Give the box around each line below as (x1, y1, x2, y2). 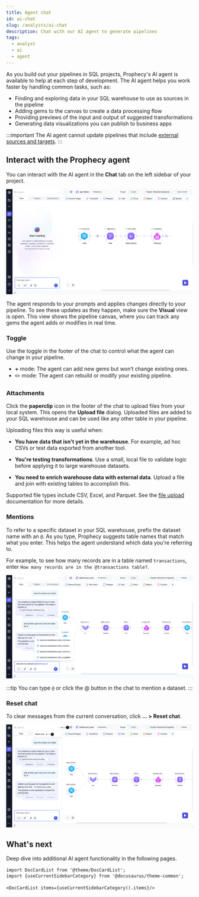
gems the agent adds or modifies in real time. (6, 319, 117, 326)
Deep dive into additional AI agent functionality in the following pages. (6, 855, 177, 862)
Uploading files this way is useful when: (6, 427, 104, 434)
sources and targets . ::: (6, 137, 63, 145)
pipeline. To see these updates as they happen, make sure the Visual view (6, 306, 188, 313)
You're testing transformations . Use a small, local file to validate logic (14, 456, 187, 463)
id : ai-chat (6, 15, 36, 22)
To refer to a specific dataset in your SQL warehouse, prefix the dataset (6, 526, 181, 533)
